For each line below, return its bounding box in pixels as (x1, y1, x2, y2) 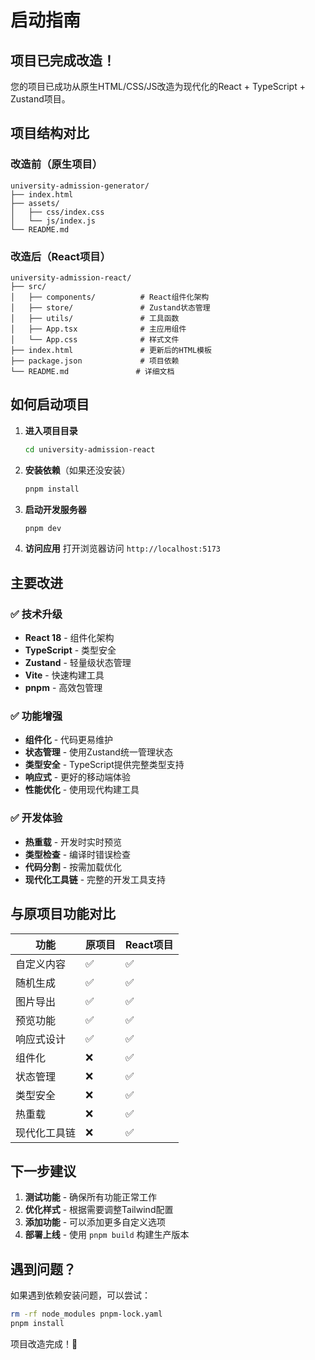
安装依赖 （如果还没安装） (24, 464, 131, 476)
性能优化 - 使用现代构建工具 (24, 784, 140, 796)
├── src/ (10, 281, 47, 291)
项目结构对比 (10, 125, 90, 142)
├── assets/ (10, 198, 60, 208)
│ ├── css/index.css (10, 207, 105, 217)
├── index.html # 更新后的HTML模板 (10, 345, 212, 355)
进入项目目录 (24, 424, 78, 436)
